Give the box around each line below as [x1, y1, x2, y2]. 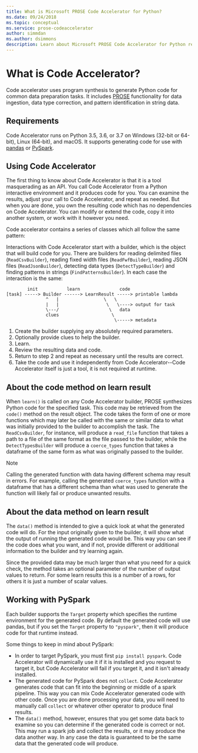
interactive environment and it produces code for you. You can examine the [6, 189, 189, 196]
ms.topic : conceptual [6, 19, 60, 25]
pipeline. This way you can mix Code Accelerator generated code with [14, 689, 186, 696]
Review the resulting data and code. [14, 346, 102, 354]
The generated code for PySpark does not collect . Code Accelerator [14, 677, 183, 684]
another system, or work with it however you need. [6, 215, 130, 222]
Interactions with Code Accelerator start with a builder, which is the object [6, 244, 186, 251]
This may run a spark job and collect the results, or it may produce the [14, 727, 186, 734]
